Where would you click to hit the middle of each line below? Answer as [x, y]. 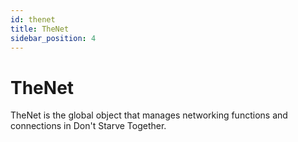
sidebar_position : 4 [53, 38]
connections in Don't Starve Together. [88, 126]
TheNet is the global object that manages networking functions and [149, 115]
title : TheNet [40, 29]
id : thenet [33, 19]
